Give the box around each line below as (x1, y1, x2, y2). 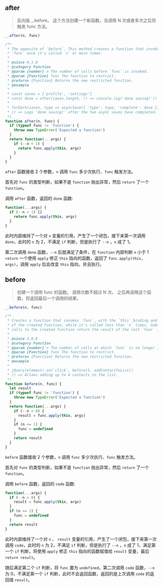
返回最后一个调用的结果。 (30, 295, 81, 301)
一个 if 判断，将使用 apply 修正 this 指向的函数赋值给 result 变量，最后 (5, 548, 149, 554)
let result (9, 386, 32, 391)
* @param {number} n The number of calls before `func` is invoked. (7, 69, 149, 74)
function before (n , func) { (5, 381, 62, 386)
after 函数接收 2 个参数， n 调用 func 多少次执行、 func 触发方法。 (5, 169, 136, 174)
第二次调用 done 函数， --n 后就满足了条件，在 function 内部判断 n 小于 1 (5, 249, 149, 255)
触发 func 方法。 (16, 23, 50, 29)
